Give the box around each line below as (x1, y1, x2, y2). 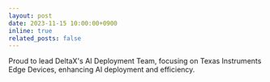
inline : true (8, 27, 53, 35)
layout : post (8, 11, 53, 20)
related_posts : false (8, 34, 82, 43)
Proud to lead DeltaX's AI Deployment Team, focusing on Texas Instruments (8, 56, 262, 66)
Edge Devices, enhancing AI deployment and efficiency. (8, 65, 195, 75)
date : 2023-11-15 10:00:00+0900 (8, 19, 118, 27)
